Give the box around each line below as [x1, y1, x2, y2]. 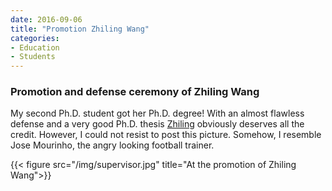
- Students [10, 52, 56, 62]
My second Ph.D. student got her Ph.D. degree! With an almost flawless [10, 107, 305, 120]
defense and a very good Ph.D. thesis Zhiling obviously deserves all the [10, 118, 305, 130]
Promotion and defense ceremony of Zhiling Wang [10, 85, 260, 99]
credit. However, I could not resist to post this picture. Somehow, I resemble [10, 129, 322, 141]
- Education [10, 42, 60, 53]
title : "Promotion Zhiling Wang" [10, 24, 150, 34]
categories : [10, 33, 60, 43]
